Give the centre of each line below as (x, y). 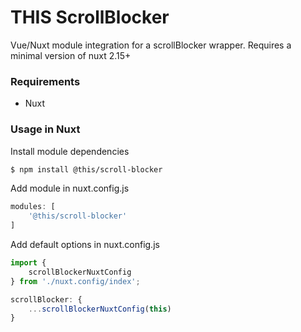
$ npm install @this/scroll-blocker (86, 169)
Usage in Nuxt (45, 129)
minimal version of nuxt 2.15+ (71, 55)
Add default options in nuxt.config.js (85, 245)
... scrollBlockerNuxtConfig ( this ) (100, 309)
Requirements (45, 81)
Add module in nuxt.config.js (70, 188)
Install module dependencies (70, 151)
